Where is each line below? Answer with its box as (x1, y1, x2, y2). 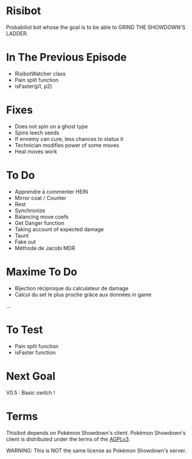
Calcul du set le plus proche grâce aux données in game (14, 291, 152, 298)
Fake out (14, 238, 37, 245)
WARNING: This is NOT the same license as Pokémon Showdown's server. (6, 447, 187, 454)
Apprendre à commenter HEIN (14, 188, 88, 195)
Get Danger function (14, 219, 65, 227)
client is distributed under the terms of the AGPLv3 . (6, 435, 131, 442)
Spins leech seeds (14, 129, 59, 136)
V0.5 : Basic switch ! (6, 389, 55, 396)
